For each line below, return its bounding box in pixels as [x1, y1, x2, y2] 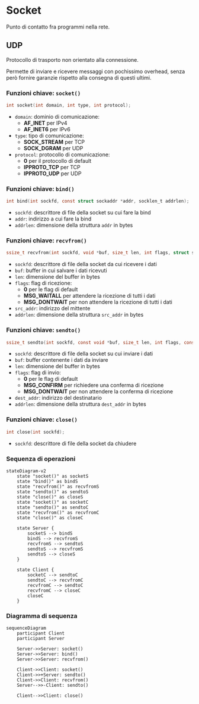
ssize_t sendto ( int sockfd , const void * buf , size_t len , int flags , [6, 339, 182, 345]
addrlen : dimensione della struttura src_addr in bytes [14, 311, 144, 318]
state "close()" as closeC [17, 514, 84, 520]
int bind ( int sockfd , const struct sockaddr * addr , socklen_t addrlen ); [6, 198, 190, 204]
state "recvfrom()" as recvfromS [17, 484, 99, 490]
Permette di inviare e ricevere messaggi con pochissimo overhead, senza [6, 68, 185, 75]
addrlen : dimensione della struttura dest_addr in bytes [14, 400, 146, 408]
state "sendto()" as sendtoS [17, 488, 89, 495]
